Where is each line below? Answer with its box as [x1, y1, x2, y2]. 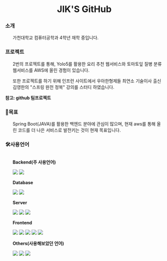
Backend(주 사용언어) [12, 159, 56, 165]
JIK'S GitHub [57, 4, 112, 15]
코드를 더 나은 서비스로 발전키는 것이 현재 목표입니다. [18, 127, 121, 134]
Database [12, 180, 34, 186]
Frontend [12, 220, 33, 226]
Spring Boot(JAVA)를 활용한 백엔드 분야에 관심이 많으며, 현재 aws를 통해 [12, 121, 156, 127]
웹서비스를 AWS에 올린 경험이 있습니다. [12, 67, 90, 73]
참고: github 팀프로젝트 [5, 94, 51, 101]
